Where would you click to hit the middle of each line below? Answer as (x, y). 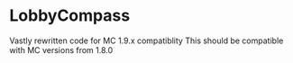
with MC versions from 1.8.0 (61, 49)
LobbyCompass (70, 16)
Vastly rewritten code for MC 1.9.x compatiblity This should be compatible (146, 40)
